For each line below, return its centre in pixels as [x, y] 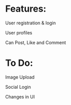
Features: [26, 9]
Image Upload [20, 77]
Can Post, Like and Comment [36, 42]
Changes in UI [20, 96]
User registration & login [31, 23]
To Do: [19, 63]
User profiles [19, 32]
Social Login [18, 87]
